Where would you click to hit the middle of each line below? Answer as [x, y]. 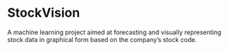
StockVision [44, 13]
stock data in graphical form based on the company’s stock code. [102, 39]
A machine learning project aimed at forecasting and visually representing [114, 32]
